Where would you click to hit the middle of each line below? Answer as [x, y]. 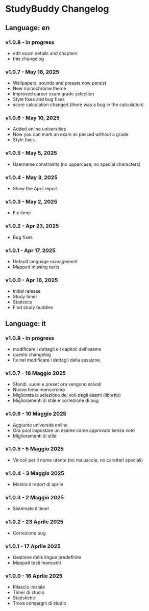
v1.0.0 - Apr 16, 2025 [32, 280]
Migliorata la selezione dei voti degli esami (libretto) [67, 395]
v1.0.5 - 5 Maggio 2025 [34, 449]
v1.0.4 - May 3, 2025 [31, 177]
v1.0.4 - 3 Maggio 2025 [35, 473]
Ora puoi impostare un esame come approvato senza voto [74, 430]
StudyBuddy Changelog [57, 9]
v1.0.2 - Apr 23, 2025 [32, 226]
